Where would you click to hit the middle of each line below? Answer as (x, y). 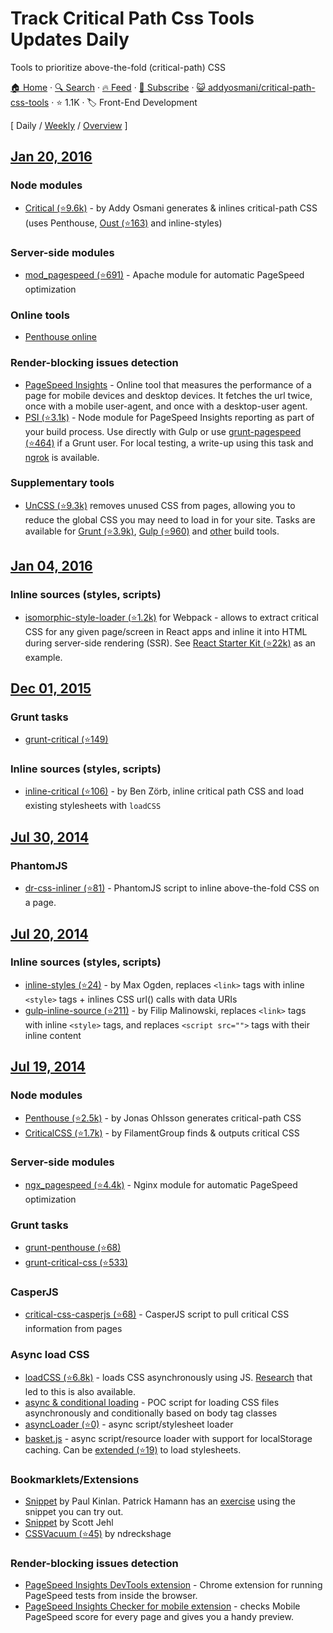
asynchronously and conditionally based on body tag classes (151, 1413)
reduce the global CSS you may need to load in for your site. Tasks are (170, 519)
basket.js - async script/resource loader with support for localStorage (168, 1438)
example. (43, 657)
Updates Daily (70, 39)
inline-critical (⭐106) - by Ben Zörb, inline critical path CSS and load (164, 791)
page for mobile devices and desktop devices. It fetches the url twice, (168, 395)
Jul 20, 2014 (49, 933)
